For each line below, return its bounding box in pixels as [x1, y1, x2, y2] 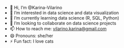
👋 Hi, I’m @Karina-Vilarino [9, 5, 62, 10]
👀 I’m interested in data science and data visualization [9, 10, 119, 16]
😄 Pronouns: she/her [9, 33, 53, 39]
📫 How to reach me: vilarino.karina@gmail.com [9, 26, 107, 31]
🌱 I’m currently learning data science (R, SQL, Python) [9, 15, 120, 21]
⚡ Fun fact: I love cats [9, 38, 54, 44]
